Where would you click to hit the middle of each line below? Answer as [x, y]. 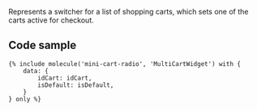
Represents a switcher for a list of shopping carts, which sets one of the [128, 12]
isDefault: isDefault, [76, 85]
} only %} [25, 99]
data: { [36, 71]
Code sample [43, 45]
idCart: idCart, [65, 78]
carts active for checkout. [51, 20]
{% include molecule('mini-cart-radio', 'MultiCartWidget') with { [125, 64]
